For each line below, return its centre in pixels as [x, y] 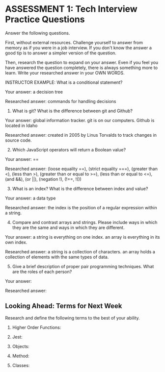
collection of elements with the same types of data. [57, 257]
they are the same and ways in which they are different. [68, 227]
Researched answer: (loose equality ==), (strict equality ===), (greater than [82, 169]
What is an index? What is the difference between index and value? [80, 188]
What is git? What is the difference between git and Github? [72, 111]
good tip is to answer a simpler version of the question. [61, 53]
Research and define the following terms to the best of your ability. [72, 318]
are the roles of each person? [42, 272]
